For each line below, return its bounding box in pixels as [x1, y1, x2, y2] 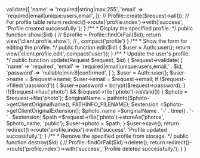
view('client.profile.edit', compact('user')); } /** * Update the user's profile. [6, 50, 190, 57]
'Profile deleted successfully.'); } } [103, 145, 187, 152]
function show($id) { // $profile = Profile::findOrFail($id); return [6, 31, 161, 38]
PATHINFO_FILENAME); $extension [72, 101, 159, 108]
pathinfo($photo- [107, 95, 150, 101]
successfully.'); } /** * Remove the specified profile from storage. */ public [6, 132, 189, 140]
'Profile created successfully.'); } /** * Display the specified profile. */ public [6, 25, 193, 32]
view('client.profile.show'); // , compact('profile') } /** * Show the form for [6, 38, 188, 44]
